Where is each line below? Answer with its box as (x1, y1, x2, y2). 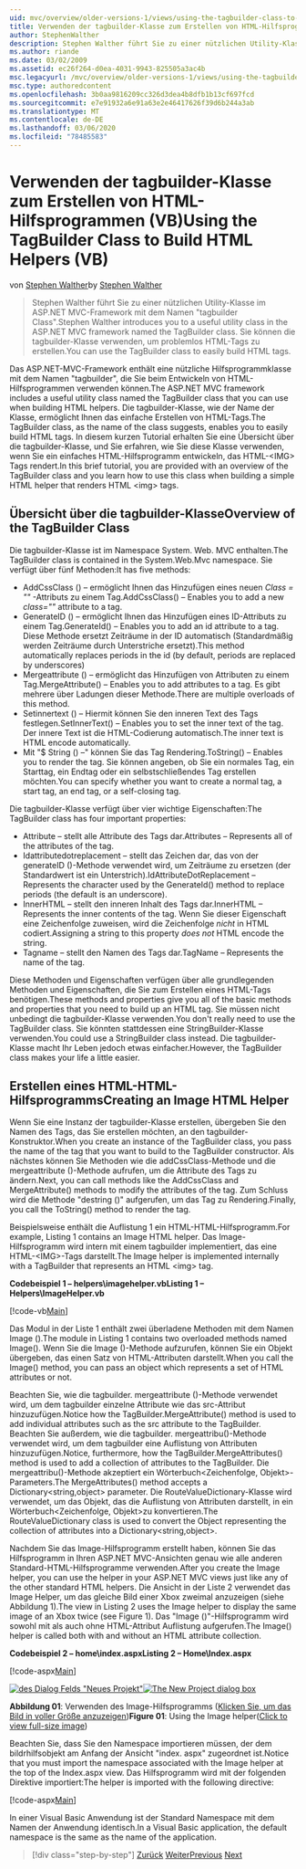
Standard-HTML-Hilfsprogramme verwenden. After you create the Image (9, 1562, 280, 1573)
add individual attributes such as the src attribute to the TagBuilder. (9, 1419, 261, 1430)
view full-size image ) (9, 1720, 88, 1731)
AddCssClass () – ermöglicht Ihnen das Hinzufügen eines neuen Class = (22, 582, 294, 593)
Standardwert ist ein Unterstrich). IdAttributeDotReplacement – (22, 869, 257, 880)
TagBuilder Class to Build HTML (9, 230, 253, 251)
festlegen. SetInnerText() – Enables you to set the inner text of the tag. (22, 718, 284, 729)
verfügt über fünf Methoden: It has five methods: (9, 563, 191, 575)
